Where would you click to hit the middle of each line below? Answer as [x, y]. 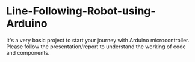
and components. [28, 52]
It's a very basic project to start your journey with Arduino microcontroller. [98, 40]
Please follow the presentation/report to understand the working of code [96, 46]
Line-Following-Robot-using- [81, 11]
